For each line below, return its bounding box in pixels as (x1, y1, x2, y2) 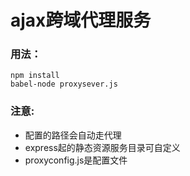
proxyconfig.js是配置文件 (24, 154, 128, 166)
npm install (10, 71, 60, 81)
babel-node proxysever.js (10, 79, 118, 90)
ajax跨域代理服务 (10, 9, 152, 32)
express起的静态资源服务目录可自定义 (24, 141, 181, 153)
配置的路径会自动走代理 (24, 129, 122, 141)
